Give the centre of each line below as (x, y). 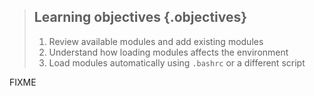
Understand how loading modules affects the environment (168, 52)
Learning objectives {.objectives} (140, 17)
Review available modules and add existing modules (156, 41)
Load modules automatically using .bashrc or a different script (177, 62)
